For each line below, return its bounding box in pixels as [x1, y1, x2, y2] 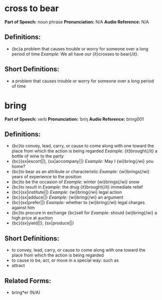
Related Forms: [4, 277, 51, 285]
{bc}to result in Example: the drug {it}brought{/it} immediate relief [11, 184, 144, 190]
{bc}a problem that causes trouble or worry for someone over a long [11, 46, 148, 51]
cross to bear [4, 3, 59, 14]
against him [11, 205, 35, 211]
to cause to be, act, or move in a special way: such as [11, 257, 119, 263]
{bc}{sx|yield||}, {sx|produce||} [11, 220, 74, 226]
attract [11, 263, 25, 268]
